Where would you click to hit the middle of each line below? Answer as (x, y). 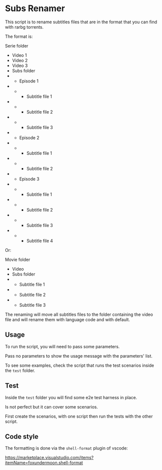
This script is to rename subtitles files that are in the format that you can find (81, 22)
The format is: (19, 36)
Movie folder (18, 259)
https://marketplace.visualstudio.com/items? (49, 458)
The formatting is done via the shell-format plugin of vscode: (66, 448)
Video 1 (19, 55)
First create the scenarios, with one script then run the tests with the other (79, 416)
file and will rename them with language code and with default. (68, 319)
